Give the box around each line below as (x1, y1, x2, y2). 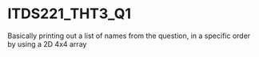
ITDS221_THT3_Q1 (7, 5, 132, 23)
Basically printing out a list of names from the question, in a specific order (7, 31, 251, 40)
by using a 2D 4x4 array (7, 39, 87, 48)
